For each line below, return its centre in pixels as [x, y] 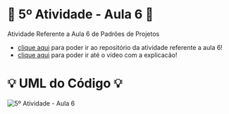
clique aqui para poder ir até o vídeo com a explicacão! [97, 55]
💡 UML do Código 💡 [65, 83]
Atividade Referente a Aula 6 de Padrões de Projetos [83, 34]
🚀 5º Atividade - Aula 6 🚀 [80, 14]
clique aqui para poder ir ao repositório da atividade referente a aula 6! [120, 47]
